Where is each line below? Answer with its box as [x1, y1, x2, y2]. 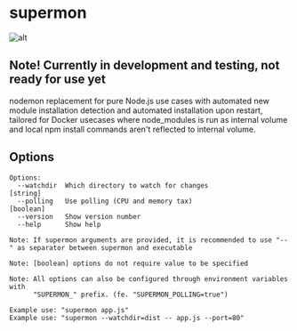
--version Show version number [17, 212, 141, 221]
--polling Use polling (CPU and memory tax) [17, 197, 193, 206]
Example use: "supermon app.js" [9, 305, 129, 314]
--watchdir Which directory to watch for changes [17, 181, 209, 190]
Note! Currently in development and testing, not [9, 58, 280, 73]
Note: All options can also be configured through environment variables [9, 274, 289, 283]
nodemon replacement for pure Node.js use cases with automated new [9, 95, 269, 106]
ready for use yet [9, 72, 107, 87]
